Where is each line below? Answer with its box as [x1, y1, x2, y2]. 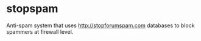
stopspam [6, 2, 58, 16]
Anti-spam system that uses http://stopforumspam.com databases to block [6, 22, 195, 29]
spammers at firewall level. [6, 28, 74, 35]
